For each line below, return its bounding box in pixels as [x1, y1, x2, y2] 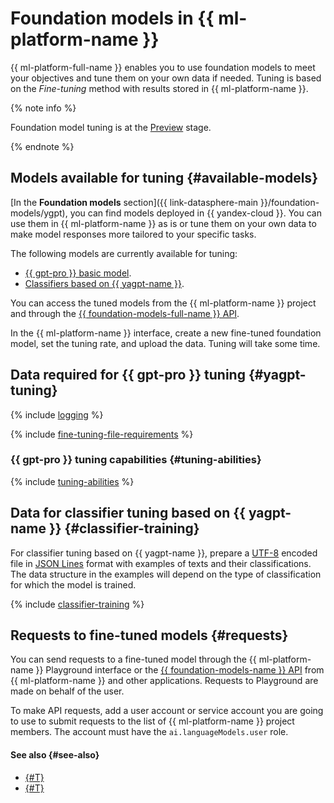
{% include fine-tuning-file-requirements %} [10, 428, 194, 440]
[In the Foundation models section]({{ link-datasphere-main [10, 196, 259, 208]
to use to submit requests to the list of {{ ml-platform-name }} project [10, 715, 295, 727]
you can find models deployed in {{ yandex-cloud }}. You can [69, 207, 322, 219]
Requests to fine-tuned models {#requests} [10, 627, 289, 644]
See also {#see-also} [10, 749, 100, 761]
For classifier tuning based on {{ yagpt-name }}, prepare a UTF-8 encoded [10, 547, 318, 559]
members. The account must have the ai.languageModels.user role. [10, 726, 289, 738]
